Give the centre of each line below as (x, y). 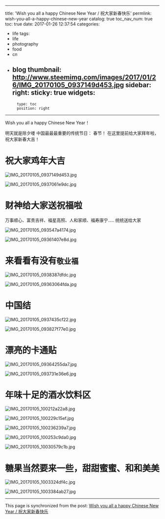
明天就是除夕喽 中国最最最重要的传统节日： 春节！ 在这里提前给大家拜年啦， (82, 133)
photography (25, 44)
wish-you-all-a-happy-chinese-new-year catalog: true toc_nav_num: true (79, 19)
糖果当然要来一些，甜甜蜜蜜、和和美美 (82, 468)
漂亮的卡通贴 (31, 350)
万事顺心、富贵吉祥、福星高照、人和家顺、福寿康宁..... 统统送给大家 (73, 220)
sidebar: (138, 85)
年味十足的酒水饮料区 (48, 395)
